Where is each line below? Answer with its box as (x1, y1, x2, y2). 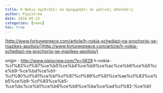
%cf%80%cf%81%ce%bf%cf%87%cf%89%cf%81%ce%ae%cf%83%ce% (5, 73, 158, 79)
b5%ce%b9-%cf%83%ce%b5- (5, 78, 69, 84)
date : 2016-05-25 (5, 16, 40, 21)
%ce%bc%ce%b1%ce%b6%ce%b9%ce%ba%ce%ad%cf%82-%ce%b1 (5, 83, 151, 89)
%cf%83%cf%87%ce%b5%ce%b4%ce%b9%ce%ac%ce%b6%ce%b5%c (5, 63, 157, 69)
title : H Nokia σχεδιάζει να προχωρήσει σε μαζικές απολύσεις (5, 7, 133, 12)
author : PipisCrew (5, 12, 42, 16)
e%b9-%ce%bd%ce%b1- (5, 68, 57, 74)
